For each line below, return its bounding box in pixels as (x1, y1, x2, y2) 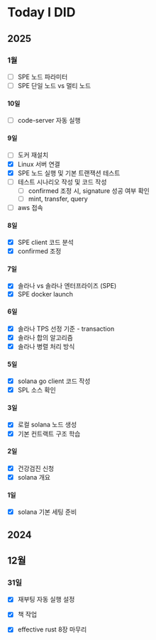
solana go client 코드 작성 (17, 377, 91, 385)
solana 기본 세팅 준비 (17, 508, 77, 517)
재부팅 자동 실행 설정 (17, 595, 75, 604)
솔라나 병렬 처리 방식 (17, 342, 75, 351)
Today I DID (7, 4, 76, 21)
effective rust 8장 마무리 (17, 625, 87, 634)
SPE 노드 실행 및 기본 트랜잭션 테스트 (17, 168, 121, 177)
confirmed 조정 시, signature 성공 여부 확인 (28, 186, 150, 195)
